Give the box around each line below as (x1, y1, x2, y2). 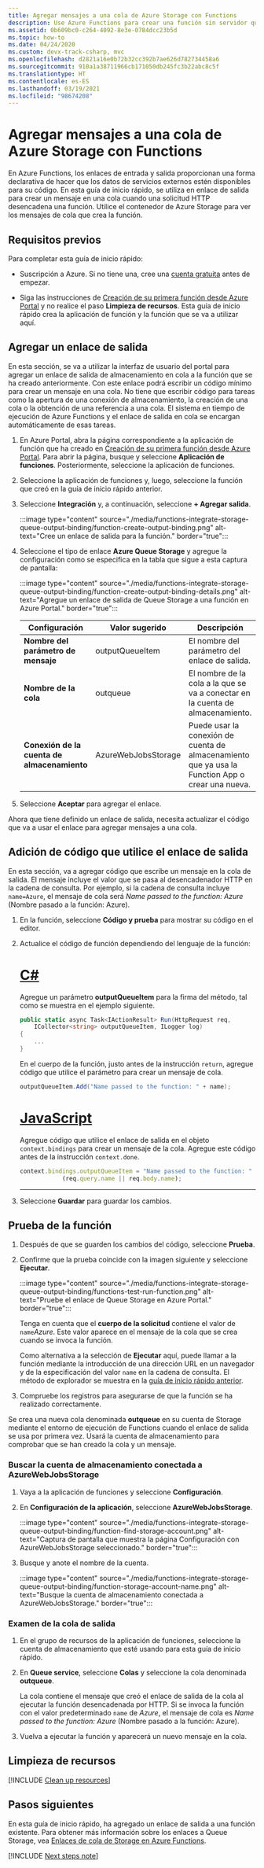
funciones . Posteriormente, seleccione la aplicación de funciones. (19, 460, 236, 470)
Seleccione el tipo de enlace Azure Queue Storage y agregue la (19, 546, 228, 555)
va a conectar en (188, 687, 251, 698)
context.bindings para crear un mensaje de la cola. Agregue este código (19, 1144, 256, 1153)
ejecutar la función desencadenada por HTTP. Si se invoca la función (19, 1700, 244, 1709)
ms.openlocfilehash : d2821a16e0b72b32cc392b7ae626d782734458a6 (8, 56, 220, 64)
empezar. (19, 278, 50, 287)
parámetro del (188, 645, 241, 656)
